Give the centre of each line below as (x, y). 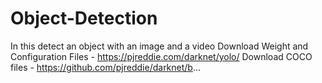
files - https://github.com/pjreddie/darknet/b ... (106, 67)
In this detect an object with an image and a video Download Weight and (159, 46)
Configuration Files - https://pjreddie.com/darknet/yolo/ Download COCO (161, 56)
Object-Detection (84, 18)
